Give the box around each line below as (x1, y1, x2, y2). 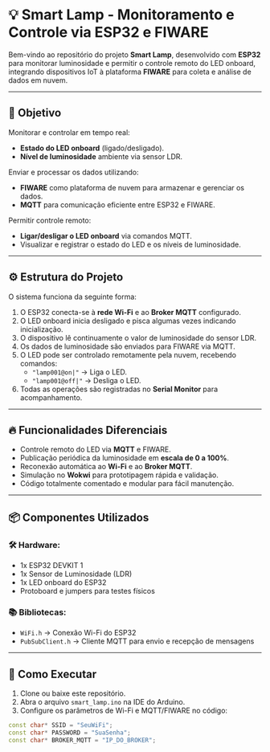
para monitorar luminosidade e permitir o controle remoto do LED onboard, (8, 58, 256, 67)
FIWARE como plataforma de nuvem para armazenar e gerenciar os (19, 182, 245, 192)
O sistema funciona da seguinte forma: (8, 292, 137, 301)
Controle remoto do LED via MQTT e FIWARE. (19, 444, 171, 455)
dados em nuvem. (8, 75, 68, 85)
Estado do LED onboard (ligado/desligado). (19, 143, 165, 153)
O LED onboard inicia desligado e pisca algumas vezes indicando (19, 316, 236, 325)
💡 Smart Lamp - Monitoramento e (8, 6, 235, 24)
